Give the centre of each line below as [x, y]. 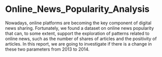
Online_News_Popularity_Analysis [78, 9]
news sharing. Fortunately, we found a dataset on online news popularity [80, 28]
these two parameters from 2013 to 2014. [47, 49]
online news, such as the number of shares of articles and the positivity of [81, 39]
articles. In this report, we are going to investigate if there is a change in [79, 44]
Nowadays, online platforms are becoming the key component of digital [78, 23]
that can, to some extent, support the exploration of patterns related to [78, 33]
